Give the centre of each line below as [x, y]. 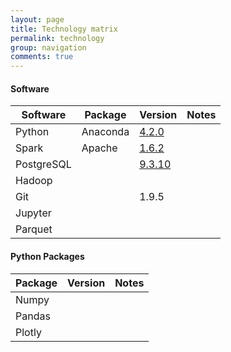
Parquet [34, 229]
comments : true [42, 57]
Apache [99, 148]
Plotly [28, 332]
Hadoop [34, 181]
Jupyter [33, 213]
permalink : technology [57, 38]
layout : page [37, 19]
